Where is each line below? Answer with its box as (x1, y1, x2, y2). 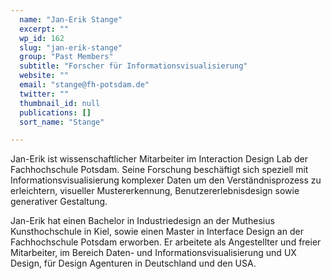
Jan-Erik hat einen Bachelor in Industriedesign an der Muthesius (10, 215, 275, 227)
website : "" (19, 71, 70, 81)
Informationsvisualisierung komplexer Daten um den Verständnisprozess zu (10, 174, 322, 186)
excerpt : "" (19, 24, 70, 34)
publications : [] (19, 107, 92, 118)
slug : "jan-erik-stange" (19, 42, 123, 53)
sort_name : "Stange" (19, 117, 105, 127)
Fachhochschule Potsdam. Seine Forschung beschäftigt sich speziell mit (10, 164, 309, 176)
